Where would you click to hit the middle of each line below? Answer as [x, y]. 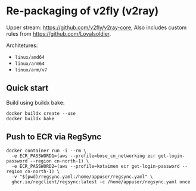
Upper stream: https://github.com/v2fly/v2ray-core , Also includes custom [97, 27]
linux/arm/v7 [31, 70]
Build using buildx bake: [35, 102]
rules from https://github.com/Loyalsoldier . [59, 33]
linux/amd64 [29, 57]
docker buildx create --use [41, 113]
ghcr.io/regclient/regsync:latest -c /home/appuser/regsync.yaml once [101, 182]
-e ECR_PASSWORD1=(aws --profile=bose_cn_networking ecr [84, 156]
